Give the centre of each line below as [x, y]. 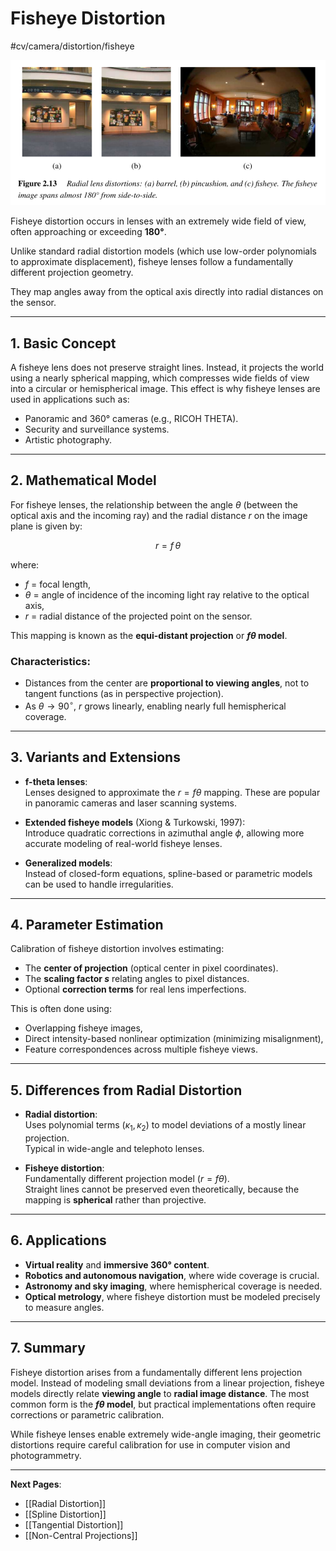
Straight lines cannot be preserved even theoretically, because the [162, 1189]
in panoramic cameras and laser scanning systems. [130, 803]
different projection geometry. [72, 273]
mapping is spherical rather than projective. [115, 1200]
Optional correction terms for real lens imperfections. [135, 989]
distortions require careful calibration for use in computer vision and [150, 1444]
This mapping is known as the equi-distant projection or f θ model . [149, 635]
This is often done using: [61, 1009]
